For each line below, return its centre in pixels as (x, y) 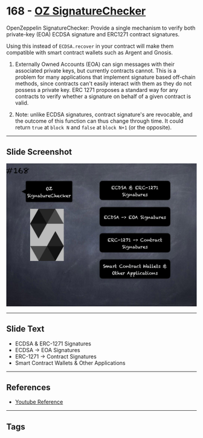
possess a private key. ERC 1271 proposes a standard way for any (96, 90)
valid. (22, 103)
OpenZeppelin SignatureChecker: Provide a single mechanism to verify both (101, 28)
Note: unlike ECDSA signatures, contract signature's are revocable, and (104, 114)
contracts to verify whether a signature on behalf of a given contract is (103, 96)
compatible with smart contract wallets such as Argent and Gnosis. (90, 52)
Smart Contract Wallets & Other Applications (70, 363)
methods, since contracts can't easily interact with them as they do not (103, 83)
